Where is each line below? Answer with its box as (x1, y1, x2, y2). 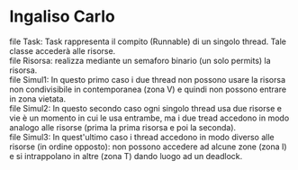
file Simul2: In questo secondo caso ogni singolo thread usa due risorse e (9, 103, 282, 113)
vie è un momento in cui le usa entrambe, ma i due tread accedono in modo (9, 112, 290, 123)
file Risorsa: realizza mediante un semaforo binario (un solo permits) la (9, 55, 272, 66)
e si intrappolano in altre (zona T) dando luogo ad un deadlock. (9, 150, 243, 161)
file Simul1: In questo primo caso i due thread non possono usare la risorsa (9, 74, 286, 85)
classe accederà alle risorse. (9, 45, 116, 56)
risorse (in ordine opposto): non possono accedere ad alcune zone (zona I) (9, 141, 287, 152)
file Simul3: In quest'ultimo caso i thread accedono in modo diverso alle (9, 131, 275, 142)
